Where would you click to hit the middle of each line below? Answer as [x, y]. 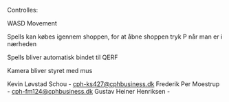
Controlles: [23, 10]
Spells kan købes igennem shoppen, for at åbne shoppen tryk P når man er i [115, 37]
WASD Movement [32, 23]
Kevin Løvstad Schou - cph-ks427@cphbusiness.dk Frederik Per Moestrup [113, 84]
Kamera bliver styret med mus [50, 71]
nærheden [22, 44]
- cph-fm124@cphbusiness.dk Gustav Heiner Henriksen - [89, 91]
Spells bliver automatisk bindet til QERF [63, 57]
